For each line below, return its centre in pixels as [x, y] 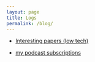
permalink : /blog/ [30, 23]
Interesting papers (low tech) [52, 41]
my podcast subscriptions [48, 53]
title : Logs [21, 18]
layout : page [23, 12]
